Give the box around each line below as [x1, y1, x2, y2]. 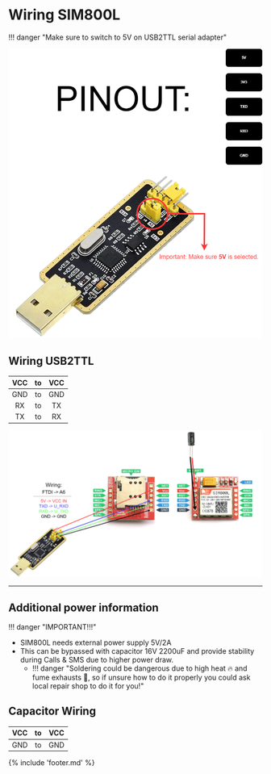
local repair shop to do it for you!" [31, 681, 144, 691]
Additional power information [8, 600, 159, 614]
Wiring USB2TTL [8, 354, 94, 368]
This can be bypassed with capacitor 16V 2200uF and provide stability [19, 646, 255, 656]
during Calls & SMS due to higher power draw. [19, 655, 174, 665]
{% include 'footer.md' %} [8, 758, 95, 768]
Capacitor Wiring [8, 705, 97, 718]
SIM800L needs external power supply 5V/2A [19, 638, 172, 647]
